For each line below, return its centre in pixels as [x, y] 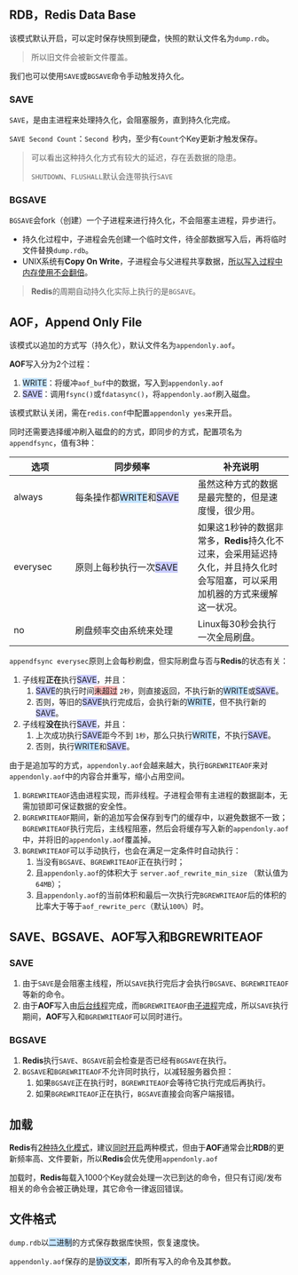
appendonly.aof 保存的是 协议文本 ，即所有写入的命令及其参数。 [123, 1261]
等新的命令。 [45, 994]
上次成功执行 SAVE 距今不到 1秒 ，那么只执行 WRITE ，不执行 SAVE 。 [156, 735]
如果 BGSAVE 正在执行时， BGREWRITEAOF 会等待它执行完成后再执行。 [153, 1083]
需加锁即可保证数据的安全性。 [76, 806]
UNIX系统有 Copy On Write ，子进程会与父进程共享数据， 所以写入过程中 [153, 261]
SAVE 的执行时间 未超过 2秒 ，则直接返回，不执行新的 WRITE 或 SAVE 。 [159, 691]
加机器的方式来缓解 [238, 594]
